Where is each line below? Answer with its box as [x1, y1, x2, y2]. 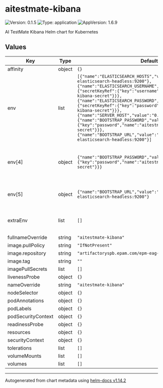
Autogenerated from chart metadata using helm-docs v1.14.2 [5, 377, 126, 383]
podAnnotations [7, 297, 44, 304]
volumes [7, 360, 27, 367]
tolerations [7, 344, 32, 351]
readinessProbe [7, 321, 44, 328]
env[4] [7, 159, 23, 165]
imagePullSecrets [7, 265, 48, 272]
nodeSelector [7, 289, 38, 296]
